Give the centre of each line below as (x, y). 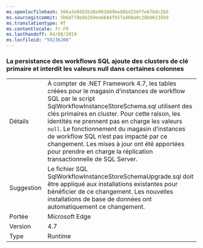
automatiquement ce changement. (96, 207)
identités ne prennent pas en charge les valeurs (115, 122)
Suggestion (26, 188)
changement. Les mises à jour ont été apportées (116, 144)
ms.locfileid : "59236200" (39, 40)
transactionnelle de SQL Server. (92, 159)
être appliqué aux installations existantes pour (113, 184)
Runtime (59, 237)
